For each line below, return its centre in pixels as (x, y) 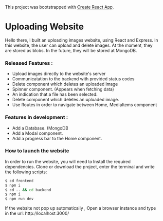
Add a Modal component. (37, 133)
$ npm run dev (19, 199)
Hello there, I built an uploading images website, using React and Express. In (81, 40)
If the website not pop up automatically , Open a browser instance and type (81, 208)
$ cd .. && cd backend (28, 190)
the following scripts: (26, 172)
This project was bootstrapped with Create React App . (60, 7)
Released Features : (29, 63)
